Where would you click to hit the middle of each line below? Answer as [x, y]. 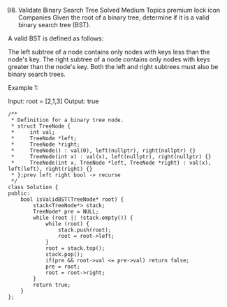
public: [19, 193]
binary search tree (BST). [54, 25]
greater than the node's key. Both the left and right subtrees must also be [113, 67]
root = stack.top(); [75, 248]
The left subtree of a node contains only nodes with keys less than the [109, 52]
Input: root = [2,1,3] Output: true [53, 101]
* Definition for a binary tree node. [67, 120]
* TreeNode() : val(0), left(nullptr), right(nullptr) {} [103, 151]
